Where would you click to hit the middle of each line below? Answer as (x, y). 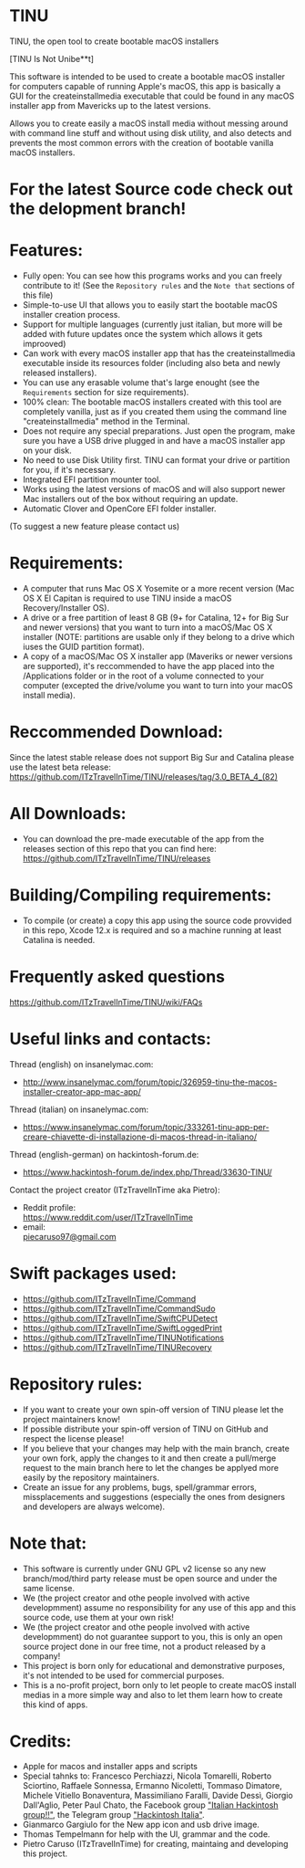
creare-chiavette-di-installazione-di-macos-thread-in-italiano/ (140, 1137)
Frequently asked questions (117, 977)
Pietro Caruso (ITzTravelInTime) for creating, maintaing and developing (155, 1844)
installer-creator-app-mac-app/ (81, 1091)
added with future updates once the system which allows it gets (142, 334)
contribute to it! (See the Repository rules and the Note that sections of (158, 286)
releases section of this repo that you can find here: (119, 848)
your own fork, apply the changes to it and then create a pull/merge (149, 1458)
